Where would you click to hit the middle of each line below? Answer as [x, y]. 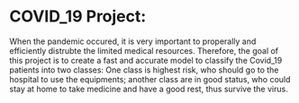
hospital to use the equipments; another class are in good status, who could [150, 79]
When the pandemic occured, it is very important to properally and [133, 41]
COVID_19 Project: [78, 17]
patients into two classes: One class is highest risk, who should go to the [144, 70]
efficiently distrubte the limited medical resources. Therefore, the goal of [144, 50]
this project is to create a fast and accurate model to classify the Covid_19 [146, 60]
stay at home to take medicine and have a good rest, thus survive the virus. [149, 89]
